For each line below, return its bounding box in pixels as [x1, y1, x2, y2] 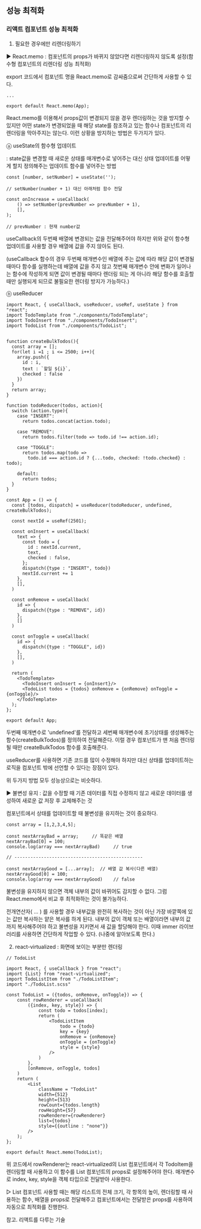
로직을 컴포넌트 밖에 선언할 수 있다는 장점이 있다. [6, 764, 120, 771]
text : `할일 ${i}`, [22, 365, 71, 372]
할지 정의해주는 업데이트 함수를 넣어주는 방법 [12, 162, 117, 169]
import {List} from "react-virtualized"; [6, 970, 111, 976]
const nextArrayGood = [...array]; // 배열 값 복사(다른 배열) [6, 866, 159, 872]
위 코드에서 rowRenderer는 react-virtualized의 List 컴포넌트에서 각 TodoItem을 [6, 1160, 193, 1168]
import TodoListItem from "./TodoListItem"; [6, 976, 119, 982]
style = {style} [59, 1044, 100, 1050]
